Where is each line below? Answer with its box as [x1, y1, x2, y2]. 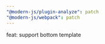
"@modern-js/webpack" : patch [6, 14, 80, 20]
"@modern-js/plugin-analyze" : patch [6, 8, 99, 15]
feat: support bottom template [6, 31, 81, 38]
